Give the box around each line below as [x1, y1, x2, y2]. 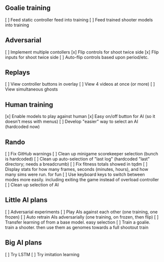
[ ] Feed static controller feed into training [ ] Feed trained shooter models [5, 17, 153, 22]
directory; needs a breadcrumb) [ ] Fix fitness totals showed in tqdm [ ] [5, 161, 148, 167]
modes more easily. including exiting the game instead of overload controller [5, 177, 159, 183]
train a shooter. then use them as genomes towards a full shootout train [5, 224, 149, 230]
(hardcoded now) [5, 124, 40, 130]
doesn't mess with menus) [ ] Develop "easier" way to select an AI [5, 119, 138, 125]
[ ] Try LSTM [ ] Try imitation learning [5, 251, 80, 257]
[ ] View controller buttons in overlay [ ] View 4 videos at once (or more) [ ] [5, 81, 155, 87]
